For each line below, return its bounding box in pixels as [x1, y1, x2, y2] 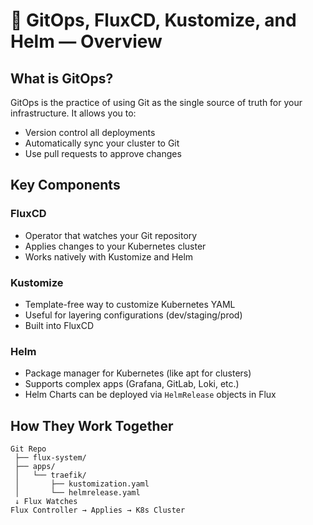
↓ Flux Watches [14, 497, 78, 507]
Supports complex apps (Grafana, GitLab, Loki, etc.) [24, 378, 240, 390]
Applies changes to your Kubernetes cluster [24, 240, 207, 252]
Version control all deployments [24, 127, 156, 138]
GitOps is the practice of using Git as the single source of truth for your [10, 97, 303, 108]
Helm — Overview [10, 30, 163, 53]
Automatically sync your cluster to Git [24, 137, 180, 149]
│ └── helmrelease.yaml [14, 488, 141, 498]
